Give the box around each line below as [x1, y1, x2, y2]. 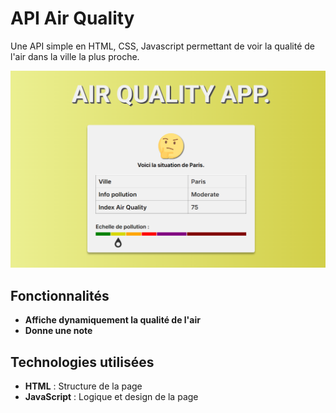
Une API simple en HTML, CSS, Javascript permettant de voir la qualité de [10, 40, 316, 52]
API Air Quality [10, 7, 135, 30]
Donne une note [24, 325, 93, 337]
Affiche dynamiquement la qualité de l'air [24, 314, 201, 326]
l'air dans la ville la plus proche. [10, 50, 140, 62]
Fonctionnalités [10, 287, 110, 304]
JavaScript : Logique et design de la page [24, 391, 199, 403]
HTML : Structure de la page [24, 380, 143, 392]
